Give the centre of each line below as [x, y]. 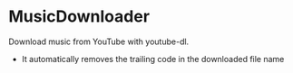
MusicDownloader [79, 17]
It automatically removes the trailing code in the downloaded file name [153, 59]
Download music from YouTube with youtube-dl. [99, 41]
